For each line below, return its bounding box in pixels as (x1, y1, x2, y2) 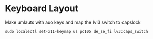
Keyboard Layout (5, 3, 79, 14)
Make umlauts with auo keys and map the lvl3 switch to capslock (5, 19, 141, 25)
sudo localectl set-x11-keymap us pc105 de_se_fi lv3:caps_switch (5, 29, 148, 34)
